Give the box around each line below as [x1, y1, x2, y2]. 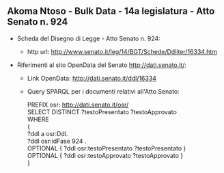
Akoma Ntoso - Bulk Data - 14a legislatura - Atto [7, 5, 215, 17]
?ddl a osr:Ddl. [27, 129, 68, 137]
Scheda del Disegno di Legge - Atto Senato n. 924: [16, 34, 160, 42]
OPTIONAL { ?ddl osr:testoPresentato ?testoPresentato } [27, 144, 186, 152]
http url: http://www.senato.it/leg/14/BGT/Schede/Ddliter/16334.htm [27, 47, 217, 55]
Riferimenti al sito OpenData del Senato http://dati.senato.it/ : [16, 61, 186, 69]
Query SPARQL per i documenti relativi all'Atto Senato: [27, 87, 180, 95]
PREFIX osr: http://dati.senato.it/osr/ [27, 101, 129, 109]
